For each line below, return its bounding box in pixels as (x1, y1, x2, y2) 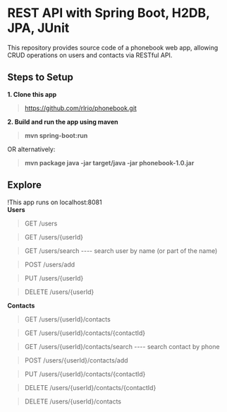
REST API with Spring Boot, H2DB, (7, 5, 210, 21)
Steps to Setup (7, 71, 74, 83)
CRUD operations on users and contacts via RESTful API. (7, 51, 173, 59)
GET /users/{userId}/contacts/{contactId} (24, 329, 146, 337)
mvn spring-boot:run (24, 131, 88, 139)
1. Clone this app (7, 90, 57, 98)
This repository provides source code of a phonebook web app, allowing (7, 43, 219, 52)
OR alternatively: (7, 145, 56, 153)
